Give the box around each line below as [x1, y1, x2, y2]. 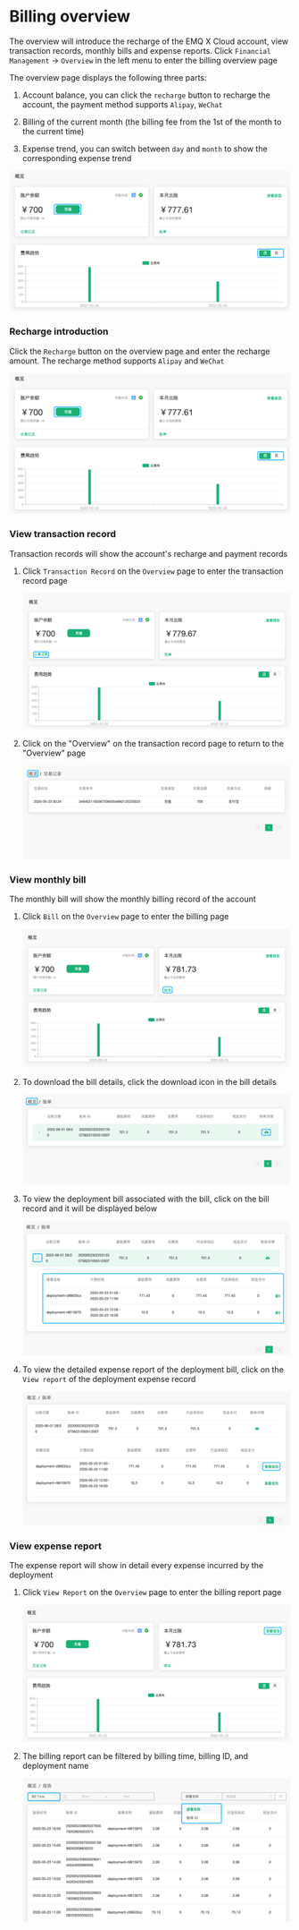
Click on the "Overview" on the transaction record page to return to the [21, 738, 284, 748]
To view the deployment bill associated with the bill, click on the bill [21, 1193, 270, 1204]
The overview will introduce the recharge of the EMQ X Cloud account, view [9, 36, 288, 47]
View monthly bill [9, 873, 87, 885]
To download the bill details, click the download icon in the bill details [21, 1076, 277, 1087]
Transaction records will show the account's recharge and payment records [9, 548, 288, 559]
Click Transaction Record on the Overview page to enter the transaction [21, 566, 284, 576]
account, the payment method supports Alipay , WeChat [21, 98, 223, 109]
